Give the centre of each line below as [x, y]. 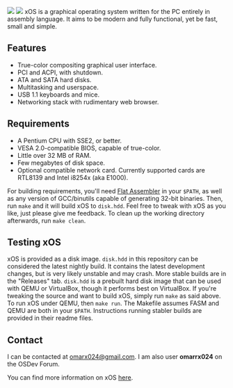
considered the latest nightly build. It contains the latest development [106, 266]
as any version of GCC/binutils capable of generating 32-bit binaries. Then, [115, 198]
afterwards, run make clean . [47, 220]
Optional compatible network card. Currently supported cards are [111, 170]
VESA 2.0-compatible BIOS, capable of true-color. [89, 148]
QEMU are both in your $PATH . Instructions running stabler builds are [105, 311]
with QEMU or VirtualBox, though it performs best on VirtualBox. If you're [112, 289]
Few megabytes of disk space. [61, 163]
